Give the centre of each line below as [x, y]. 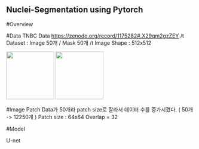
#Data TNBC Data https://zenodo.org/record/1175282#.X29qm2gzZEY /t [95, 36]
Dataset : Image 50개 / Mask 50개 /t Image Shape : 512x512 [79, 43]
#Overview [20, 24]
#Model [16, 129]
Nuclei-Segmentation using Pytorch [75, 10]
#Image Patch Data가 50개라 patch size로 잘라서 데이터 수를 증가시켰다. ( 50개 [99, 109]
